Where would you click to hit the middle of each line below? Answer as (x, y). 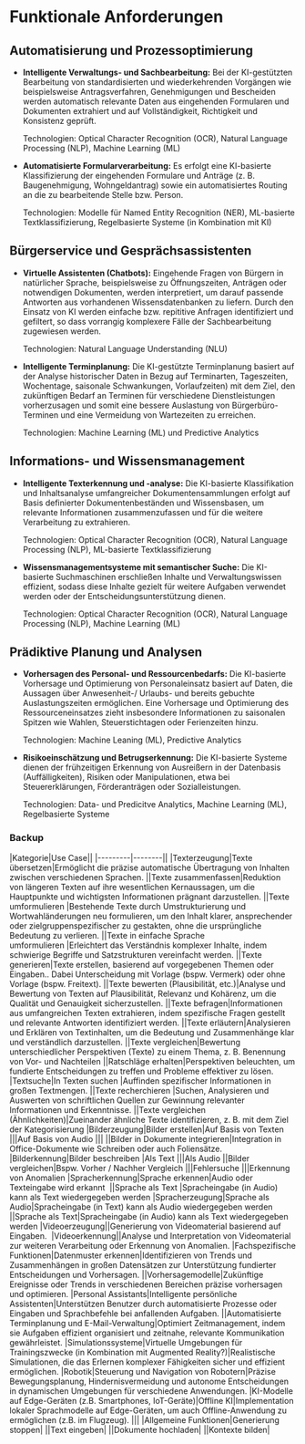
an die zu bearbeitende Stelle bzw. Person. (103, 195)
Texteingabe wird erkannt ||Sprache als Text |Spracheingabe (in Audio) (144, 1187)
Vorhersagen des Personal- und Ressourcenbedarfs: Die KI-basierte (154, 674)
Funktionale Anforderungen (117, 17)
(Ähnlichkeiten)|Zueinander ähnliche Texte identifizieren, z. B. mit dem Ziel (149, 1119)
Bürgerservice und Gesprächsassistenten (131, 251)
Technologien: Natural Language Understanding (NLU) (125, 348)
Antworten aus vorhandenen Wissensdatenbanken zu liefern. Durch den (158, 302)
